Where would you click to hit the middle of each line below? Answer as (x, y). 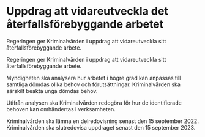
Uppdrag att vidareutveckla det (87, 11)
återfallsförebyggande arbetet (85, 24)
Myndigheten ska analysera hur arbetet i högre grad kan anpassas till (94, 78)
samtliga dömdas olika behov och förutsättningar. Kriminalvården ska (93, 84)
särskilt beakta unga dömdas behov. (52, 91)
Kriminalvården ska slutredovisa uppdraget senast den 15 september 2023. (101, 127)
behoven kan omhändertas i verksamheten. (61, 109)
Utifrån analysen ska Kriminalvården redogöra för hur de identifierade (94, 103)
